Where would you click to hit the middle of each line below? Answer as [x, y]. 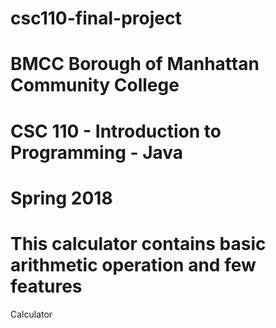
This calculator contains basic [138, 243]
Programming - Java [97, 152]
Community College [95, 85]
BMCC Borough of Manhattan [135, 64]
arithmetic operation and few [133, 264]
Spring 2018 [61, 198]
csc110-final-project [96, 18]
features [46, 286]
